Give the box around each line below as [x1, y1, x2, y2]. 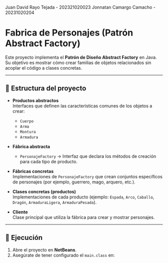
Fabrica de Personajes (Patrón [5, 27, 133, 39]
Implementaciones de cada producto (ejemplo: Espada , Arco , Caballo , [12, 194, 154, 200]
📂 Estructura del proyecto [5, 84, 86, 93]
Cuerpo [19, 119, 34, 124]
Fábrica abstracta [12, 143, 50, 149]
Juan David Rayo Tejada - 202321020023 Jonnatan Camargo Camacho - [5, 5, 156, 10]
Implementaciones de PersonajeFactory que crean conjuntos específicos [12, 173, 163, 179]
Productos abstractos [12, 97, 59, 103]
